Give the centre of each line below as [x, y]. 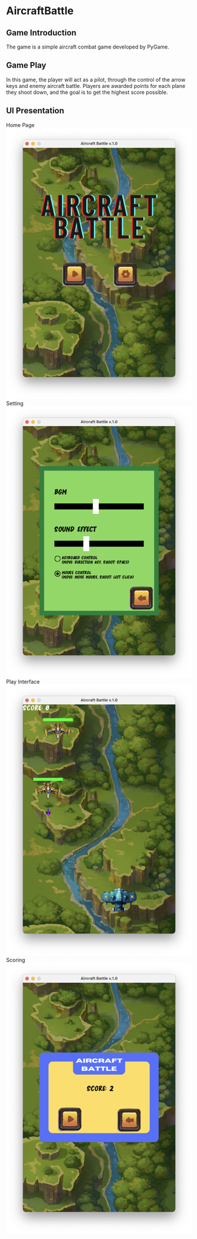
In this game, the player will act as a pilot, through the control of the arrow [96, 79]
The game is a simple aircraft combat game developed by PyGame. [88, 47]
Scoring [16, 960]
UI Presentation [35, 111]
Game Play [26, 65]
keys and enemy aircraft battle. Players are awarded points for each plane [96, 86]
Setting [15, 403]
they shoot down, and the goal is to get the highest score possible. [87, 92]
